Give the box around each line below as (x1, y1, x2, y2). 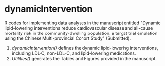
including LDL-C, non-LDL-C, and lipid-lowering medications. (11, 50, 136, 56)
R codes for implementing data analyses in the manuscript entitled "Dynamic (4, 20, 161, 26)
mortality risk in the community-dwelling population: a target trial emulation (4, 30, 158, 36)
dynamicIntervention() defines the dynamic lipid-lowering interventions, (11, 45, 159, 51)
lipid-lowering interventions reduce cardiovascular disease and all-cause (4, 25, 153, 31)
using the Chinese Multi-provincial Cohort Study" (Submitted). (4, 35, 131, 41)
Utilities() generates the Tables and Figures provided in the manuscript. (11, 55, 157, 61)
